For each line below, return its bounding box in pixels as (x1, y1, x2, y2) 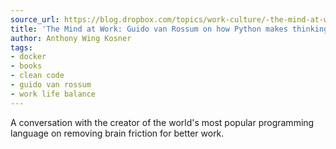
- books (10, 61, 43, 71)
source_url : (10, 14, 60, 25)
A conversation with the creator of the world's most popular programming (10, 116, 315, 128)
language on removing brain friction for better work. (10, 127, 225, 139)
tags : (10, 42, 33, 53)
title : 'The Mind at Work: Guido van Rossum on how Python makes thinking (10, 24, 329, 34)
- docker (10, 52, 47, 62)
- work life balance (10, 89, 97, 99)
